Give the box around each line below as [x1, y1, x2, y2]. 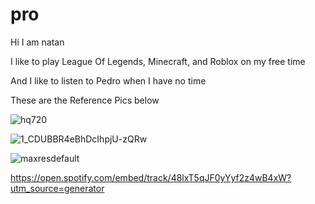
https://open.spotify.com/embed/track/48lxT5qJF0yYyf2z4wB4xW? [10, 171, 292, 183]
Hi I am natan [10, 36, 65, 48]
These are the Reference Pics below [10, 94, 160, 106]
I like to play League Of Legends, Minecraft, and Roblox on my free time [10, 55, 306, 67]
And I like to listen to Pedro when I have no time [10, 74, 207, 87]
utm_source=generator [10, 182, 105, 194]
